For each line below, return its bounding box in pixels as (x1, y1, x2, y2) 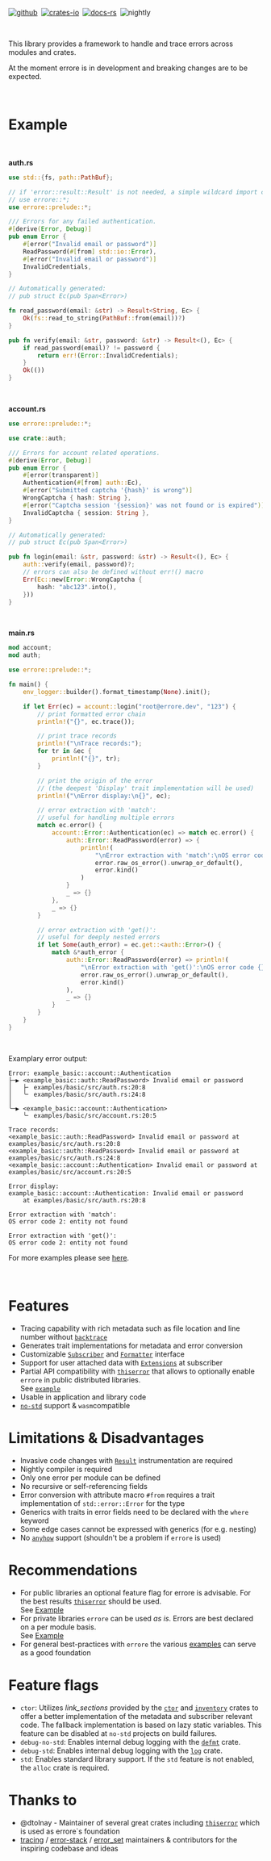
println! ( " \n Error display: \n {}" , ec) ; (37, 792, 172, 800)
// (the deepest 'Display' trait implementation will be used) (37, 784, 254, 792)
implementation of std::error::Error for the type (19, 1498, 186, 1508)
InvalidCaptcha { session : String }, (23, 508, 150, 516)
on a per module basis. (19, 1622, 97, 1632)
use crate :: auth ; (8, 434, 67, 442)
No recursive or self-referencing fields (19, 1481, 148, 1491)
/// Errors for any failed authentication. (8, 218, 157, 226)
